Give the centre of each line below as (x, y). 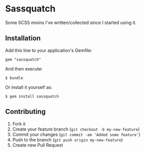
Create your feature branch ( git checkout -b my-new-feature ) (76, 129)
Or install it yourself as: (29, 87)
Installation (23, 38)
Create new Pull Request (38, 145)
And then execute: (24, 68)
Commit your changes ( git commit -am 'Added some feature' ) (76, 134)
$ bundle (14, 78)
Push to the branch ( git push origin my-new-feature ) (68, 139)
